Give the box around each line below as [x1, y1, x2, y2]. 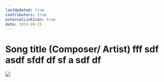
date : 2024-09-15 [5, 21, 42, 27]
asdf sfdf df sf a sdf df [5, 54, 101, 66]
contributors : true [5, 12, 47, 17]
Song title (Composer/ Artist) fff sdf [5, 44, 159, 55]
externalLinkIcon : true [5, 17, 56, 22]
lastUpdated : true [5, 7, 44, 13]
